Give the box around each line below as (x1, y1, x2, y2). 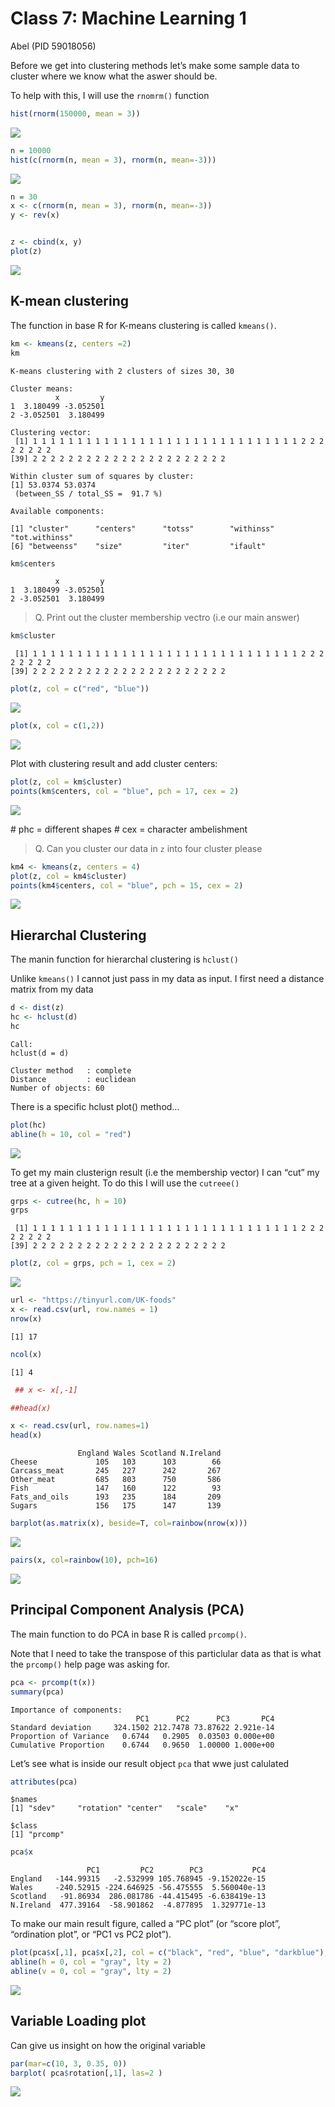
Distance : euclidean (10, 1074, 137, 1084)
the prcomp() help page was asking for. (10, 1658, 171, 1670)
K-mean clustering (10, 293, 129, 310)
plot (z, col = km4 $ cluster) (10, 871, 128, 881)
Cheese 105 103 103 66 (10, 1457, 222, 1467)
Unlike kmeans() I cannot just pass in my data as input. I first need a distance (10, 973, 325, 985)
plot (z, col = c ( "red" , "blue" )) (10, 684, 150, 694)
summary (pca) (10, 1687, 65, 1697)
